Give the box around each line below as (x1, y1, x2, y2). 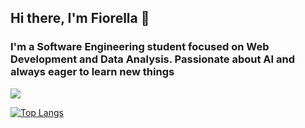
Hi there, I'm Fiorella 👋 (10, 10, 150, 27)
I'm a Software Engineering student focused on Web (10, 40, 270, 54)
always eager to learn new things (10, 65, 175, 79)
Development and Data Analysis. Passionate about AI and (10, 52, 295, 66)
